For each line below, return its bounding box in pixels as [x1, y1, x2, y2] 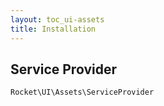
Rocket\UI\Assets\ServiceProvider [10, 87, 155, 98]
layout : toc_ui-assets [10, 14, 105, 25]
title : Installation [10, 24, 97, 34]
